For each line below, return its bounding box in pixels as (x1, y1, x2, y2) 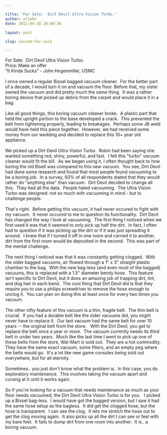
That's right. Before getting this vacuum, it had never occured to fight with (5, 206, 159, 212)
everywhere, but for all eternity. (5, 355, 70, 361)
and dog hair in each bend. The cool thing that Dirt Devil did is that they (5, 281, 153, 287)
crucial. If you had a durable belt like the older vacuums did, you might (5, 312, 151, 318)
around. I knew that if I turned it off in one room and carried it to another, (5, 233, 156, 239)
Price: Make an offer (5, 63, 47, 69)
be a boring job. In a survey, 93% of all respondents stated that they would (5, 174, 160, 180)
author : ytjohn (5, 16, 37, 22)
